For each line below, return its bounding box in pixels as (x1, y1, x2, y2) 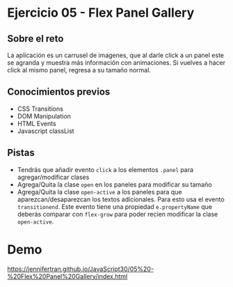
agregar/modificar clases (17, 173, 90, 181)
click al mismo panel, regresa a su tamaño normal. (7, 66, 152, 74)
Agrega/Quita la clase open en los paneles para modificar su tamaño (17, 180, 212, 189)
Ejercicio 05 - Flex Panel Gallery (7, 5, 195, 21)
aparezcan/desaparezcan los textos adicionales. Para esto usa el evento (17, 195, 225, 203)
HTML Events (17, 119, 57, 127)
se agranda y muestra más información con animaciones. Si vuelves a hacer (7, 59, 226, 67)
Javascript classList (17, 127, 74, 135)
